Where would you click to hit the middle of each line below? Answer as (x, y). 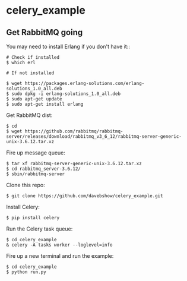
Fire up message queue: (36, 153)
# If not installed (30, 73)
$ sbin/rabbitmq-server (36, 174)
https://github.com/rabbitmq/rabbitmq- (74, 131)
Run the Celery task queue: (39, 229)
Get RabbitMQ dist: (29, 115)
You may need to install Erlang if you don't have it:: (68, 46)
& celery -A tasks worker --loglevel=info (59, 245)
